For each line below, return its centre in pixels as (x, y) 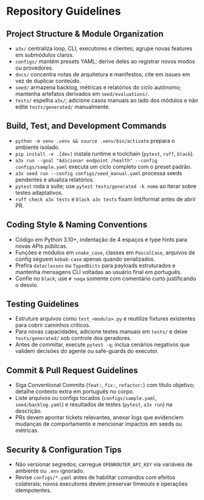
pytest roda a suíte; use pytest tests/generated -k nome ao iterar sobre (106, 186)
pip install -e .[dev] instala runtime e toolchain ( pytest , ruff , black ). (105, 153)
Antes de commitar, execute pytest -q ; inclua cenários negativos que (102, 345)
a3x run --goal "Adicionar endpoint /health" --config (86, 161)
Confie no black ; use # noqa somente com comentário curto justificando (106, 278)
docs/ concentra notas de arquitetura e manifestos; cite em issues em (103, 74)
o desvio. (26, 284)
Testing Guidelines (43, 304)
